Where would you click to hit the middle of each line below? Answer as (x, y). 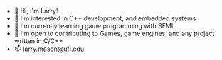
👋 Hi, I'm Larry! (36, 11)
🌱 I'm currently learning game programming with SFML (95, 26)
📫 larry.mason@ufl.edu (49, 49)
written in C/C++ (39, 41)
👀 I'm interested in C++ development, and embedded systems (105, 18)
